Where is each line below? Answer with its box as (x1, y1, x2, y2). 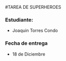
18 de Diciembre (12, 51, 45, 57)
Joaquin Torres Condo (12, 28, 58, 33)
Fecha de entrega (5, 40, 48, 47)
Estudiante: (5, 16, 33, 23)
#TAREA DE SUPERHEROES (5, 4, 62, 10)
